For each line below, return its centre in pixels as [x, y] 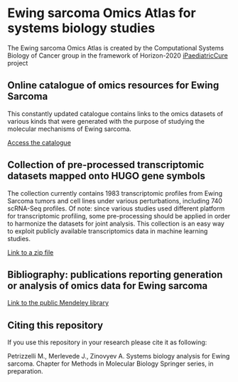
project [18, 63]
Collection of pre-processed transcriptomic [106, 165]
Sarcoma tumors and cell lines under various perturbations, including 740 [115, 201]
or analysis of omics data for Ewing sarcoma [108, 286]
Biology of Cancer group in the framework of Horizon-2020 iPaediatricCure [118, 55]
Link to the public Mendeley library [58, 303]
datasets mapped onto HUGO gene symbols [107, 176]
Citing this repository [55, 325]
